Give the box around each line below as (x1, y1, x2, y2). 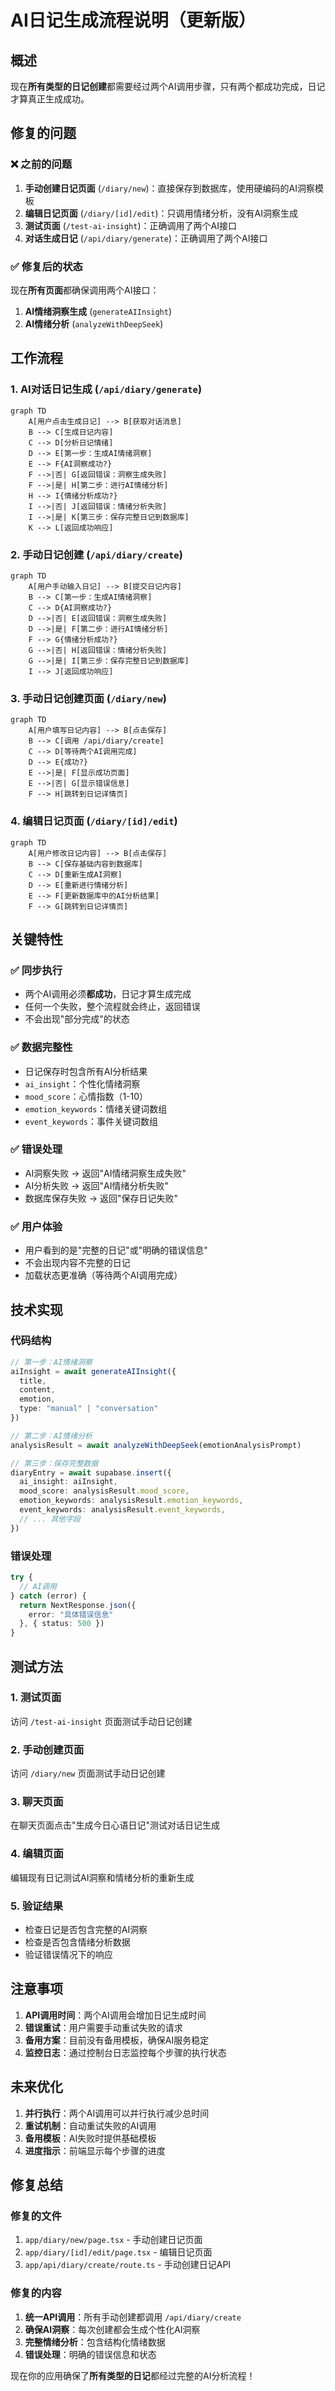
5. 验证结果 (10, 1899, 64, 1913)
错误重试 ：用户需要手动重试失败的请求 (24, 2021, 183, 2033)
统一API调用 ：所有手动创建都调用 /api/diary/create (24, 2311, 242, 2323)
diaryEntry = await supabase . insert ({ (10, 1467, 172, 1478)
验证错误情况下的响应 (24, 1949, 113, 1960)
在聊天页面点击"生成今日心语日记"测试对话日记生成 (10, 1819, 221, 1831)
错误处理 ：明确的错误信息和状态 (24, 2348, 157, 2360)
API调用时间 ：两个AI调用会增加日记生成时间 (24, 2009, 207, 2021)
